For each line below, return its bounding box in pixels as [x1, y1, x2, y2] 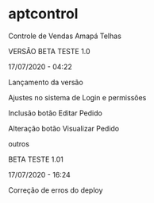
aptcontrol [8, 5, 79, 23]
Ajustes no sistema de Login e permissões [8, 92, 147, 102]
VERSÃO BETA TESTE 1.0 [8, 46, 90, 56]
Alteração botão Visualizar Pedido [8, 123, 120, 133]
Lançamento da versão [8, 77, 83, 87]
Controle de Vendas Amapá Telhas [8, 31, 121, 41]
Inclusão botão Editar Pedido [8, 108, 103, 118]
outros [8, 139, 30, 148]
